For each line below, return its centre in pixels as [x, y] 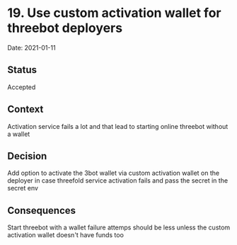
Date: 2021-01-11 [31, 47]
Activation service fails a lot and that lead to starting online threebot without [118, 126]
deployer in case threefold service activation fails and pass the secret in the [118, 181]
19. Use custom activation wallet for [114, 13]
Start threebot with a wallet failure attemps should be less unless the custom [119, 227]
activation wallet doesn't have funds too [65, 235]
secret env [23, 188]
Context [25, 109]
